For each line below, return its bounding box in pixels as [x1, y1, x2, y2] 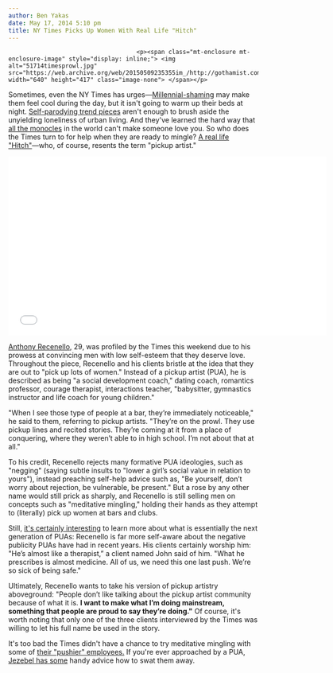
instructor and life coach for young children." [8, 393, 155, 403]
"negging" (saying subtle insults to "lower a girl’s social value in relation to [8, 466, 251, 476]
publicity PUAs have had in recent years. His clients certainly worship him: [8, 540, 252, 550]
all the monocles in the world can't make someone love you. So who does [8, 124, 250, 134]
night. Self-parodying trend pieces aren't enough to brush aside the [8, 107, 230, 116]
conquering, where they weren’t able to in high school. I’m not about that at [8, 434, 254, 443]
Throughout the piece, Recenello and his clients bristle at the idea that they [8, 359, 254, 368]
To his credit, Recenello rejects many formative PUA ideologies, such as [8, 457, 244, 467]
